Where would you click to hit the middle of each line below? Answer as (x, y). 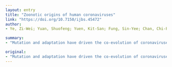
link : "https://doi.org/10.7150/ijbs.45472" (53, 19)
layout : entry (20, 10)
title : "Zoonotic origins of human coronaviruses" (60, 15)
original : (16, 52)
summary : (15, 38)
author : (14, 24)
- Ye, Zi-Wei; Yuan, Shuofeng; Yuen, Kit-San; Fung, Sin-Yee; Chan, (80, 29)
